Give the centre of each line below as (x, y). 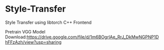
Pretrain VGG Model (25, 32)
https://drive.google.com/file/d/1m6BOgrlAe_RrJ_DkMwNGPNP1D (93, 37)
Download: (16, 37)
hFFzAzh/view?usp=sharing (33, 42)
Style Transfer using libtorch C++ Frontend (48, 22)
